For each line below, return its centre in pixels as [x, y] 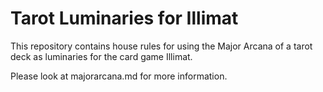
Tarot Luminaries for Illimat [124, 18]
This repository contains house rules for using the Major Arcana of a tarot [161, 46]
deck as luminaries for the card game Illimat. [101, 56]
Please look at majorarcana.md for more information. [119, 76]
